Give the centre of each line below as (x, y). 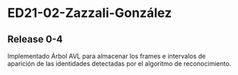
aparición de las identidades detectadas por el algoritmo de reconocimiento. (119, 64)
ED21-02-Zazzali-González (90, 13)
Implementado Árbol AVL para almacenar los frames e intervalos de (107, 56)
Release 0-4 (35, 39)
